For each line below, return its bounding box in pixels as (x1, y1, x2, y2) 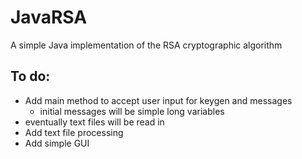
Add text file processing (24, 126, 124, 138)
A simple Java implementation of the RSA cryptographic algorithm (10, 39, 283, 51)
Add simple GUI (24, 137, 90, 149)
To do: (10, 68, 51, 85)
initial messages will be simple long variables (39, 105, 225, 117)
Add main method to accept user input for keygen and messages (24, 94, 293, 106)
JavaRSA (10, 6, 88, 29)
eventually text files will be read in (24, 116, 165, 128)
